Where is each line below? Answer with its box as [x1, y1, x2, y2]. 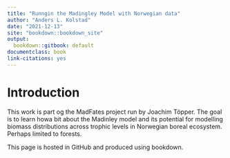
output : [7, 36, 30, 43]
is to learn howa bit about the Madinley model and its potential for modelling [7, 115, 223, 123]
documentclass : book [7, 49, 67, 56]
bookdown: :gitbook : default [13, 42, 95, 49]
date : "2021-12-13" [7, 23, 64, 30]
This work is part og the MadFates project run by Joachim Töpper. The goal [7, 108, 222, 116]
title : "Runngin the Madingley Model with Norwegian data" [7, 10, 181, 17]
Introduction [7, 84, 80, 100]
